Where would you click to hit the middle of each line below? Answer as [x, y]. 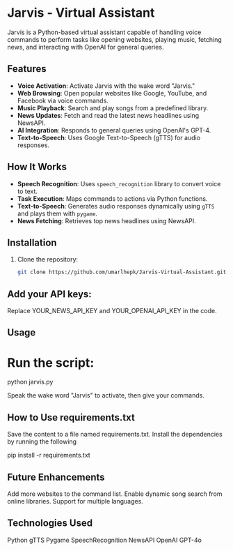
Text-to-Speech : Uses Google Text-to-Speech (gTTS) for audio [109, 137]
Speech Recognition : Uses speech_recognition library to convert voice [119, 183]
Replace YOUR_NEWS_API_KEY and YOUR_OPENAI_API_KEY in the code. [112, 311]
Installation [32, 242]
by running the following [42, 441]
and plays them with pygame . [57, 213]
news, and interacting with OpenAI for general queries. [86, 47]
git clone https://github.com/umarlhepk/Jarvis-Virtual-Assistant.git [122, 272]
